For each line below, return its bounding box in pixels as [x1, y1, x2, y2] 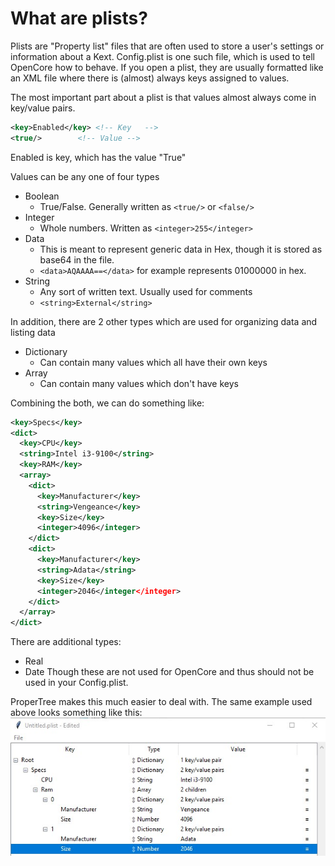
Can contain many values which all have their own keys [39, 356, 268, 368]
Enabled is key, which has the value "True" [10, 151, 187, 163]
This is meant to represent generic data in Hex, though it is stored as [39, 243, 323, 255]
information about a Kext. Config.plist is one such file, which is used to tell [10, 50, 315, 62]
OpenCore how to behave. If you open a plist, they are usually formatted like [10, 61, 324, 73]
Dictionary [24, 345, 68, 357]
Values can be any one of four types [10, 170, 160, 182]
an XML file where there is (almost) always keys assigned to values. [10, 72, 290, 84]
